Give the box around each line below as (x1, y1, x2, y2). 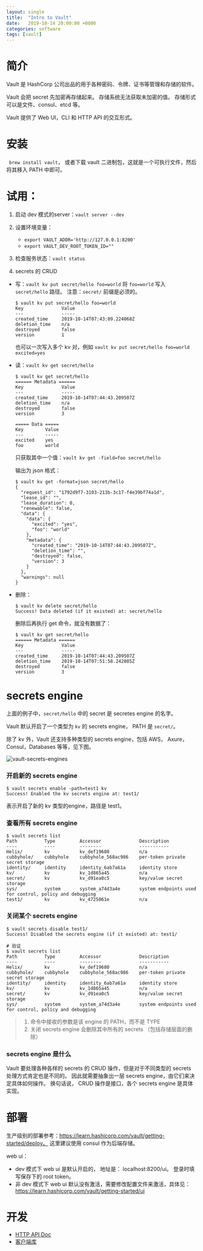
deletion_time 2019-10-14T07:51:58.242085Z (15, 658, 135, 664)
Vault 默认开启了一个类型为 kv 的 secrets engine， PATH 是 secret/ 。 (6, 722, 179, 730)
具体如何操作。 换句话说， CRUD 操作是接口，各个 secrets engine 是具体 (11, 1080, 193, 1087)
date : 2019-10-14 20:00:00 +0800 (6, 20, 96, 26)
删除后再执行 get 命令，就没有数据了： (15, 619, 111, 627)
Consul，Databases (6, 743, 56, 750)
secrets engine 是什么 (6, 1049, 72, 1058)
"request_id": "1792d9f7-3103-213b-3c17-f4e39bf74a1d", (21, 489, 165, 496)
